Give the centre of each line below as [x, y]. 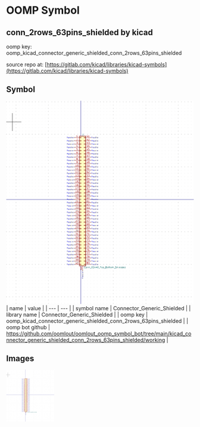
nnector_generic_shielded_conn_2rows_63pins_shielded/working [86, 339]
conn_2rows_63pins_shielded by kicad [79, 32]
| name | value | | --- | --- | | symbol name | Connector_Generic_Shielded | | [99, 308]
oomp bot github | [28, 327]
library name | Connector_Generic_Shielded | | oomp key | [77, 314]
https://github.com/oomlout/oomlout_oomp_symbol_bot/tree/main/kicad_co [99, 334]
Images [20, 359]
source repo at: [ [26, 64]
